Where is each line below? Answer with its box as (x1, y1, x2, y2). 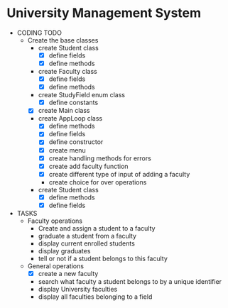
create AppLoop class (38, 114, 103, 123)
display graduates (38, 246, 91, 255)
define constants (48, 98, 99, 107)
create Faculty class (38, 67, 97, 76)
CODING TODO (16, 28, 62, 37)
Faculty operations (27, 216, 83, 225)
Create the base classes (27, 35, 99, 44)
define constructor (48, 138, 104, 146)
